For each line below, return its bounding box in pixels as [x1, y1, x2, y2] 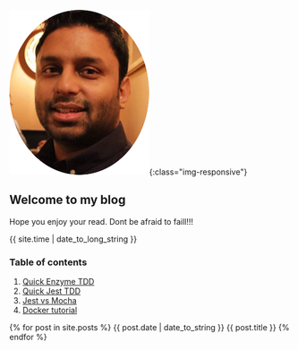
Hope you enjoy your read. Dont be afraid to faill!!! [9, 216, 194, 226]
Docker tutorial [21, 305, 78, 316]
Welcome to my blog [9, 192, 126, 208]
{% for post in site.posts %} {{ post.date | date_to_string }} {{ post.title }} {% [9, 322, 290, 333]
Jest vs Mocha [21, 295, 78, 306]
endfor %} [9, 332, 47, 343]
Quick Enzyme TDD [21, 277, 95, 287]
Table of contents [9, 256, 88, 269]
